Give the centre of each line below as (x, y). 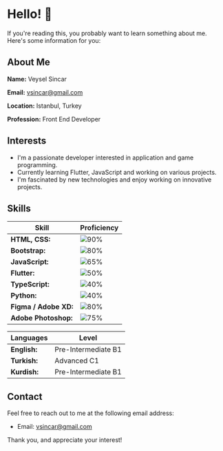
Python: (24, 296)
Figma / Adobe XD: (42, 307)
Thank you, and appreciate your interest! (65, 440)
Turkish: (24, 361)
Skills (19, 208)
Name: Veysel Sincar (37, 79)
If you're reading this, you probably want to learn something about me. (107, 33)
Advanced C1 (77, 361)
